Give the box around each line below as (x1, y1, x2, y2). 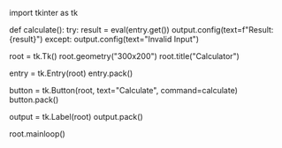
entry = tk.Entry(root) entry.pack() (9, 68, 133, 78)
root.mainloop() (9, 129, 66, 139)
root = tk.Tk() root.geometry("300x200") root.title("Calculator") (9, 51, 240, 61)
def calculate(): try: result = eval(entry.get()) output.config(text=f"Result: (9, 25, 274, 34)
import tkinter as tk (9, 8, 78, 18)
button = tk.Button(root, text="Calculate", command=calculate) (9, 85, 239, 95)
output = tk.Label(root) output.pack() (9, 112, 143, 122)
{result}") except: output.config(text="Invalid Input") (9, 34, 200, 44)
